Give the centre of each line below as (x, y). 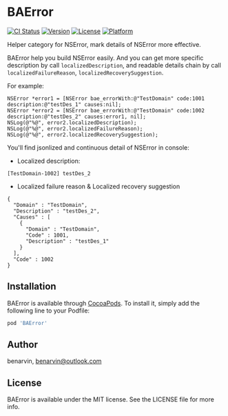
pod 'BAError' (28, 323)
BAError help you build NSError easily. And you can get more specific (105, 58)
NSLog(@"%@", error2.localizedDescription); (72, 122)
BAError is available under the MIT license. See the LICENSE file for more (111, 399)
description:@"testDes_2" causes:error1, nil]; (77, 117)
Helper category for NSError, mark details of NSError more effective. (104, 44)
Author (22, 345)
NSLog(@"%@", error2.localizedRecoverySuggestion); (83, 135)
